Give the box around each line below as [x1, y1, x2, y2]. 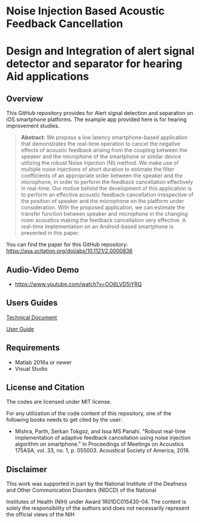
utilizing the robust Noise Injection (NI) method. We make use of [20, 159, 179, 167]
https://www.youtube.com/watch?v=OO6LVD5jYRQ [14, 280, 142, 288]
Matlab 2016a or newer [14, 358, 72, 366]
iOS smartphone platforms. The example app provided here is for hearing [6, 116, 187, 123]
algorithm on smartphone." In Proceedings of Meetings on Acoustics [14, 440, 184, 448]
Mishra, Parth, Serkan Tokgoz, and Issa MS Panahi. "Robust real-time [14, 428, 186, 435]
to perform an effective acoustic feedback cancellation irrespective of [20, 191, 193, 198]
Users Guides [6, 298, 58, 308]
